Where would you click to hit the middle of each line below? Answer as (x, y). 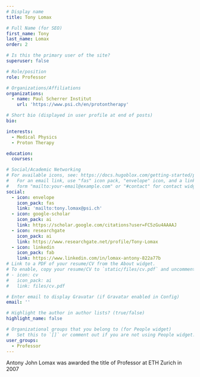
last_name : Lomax (28, 39)
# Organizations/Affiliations (44, 88)
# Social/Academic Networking (44, 170)
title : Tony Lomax (29, 17)
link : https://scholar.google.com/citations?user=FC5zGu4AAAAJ (97, 225)
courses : (22, 159)
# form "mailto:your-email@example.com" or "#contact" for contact (94, 186)
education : (20, 153)
